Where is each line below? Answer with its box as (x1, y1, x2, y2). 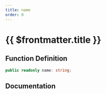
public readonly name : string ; (5, 68, 72, 73)
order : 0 (5, 12, 24, 17)
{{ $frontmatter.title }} (5, 34, 101, 46)
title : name (5, 7, 31, 13)
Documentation (5, 82, 56, 90)
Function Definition (5, 54, 68, 63)
